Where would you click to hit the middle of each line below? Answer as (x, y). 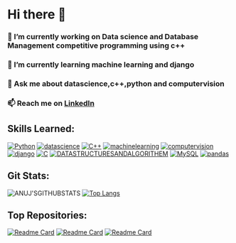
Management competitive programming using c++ (96, 45)
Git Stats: (28, 176)
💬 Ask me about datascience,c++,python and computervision (116, 83)
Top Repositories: (47, 215)
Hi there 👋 (37, 15)
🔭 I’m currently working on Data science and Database (103, 37)
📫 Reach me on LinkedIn (51, 103)
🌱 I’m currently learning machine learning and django (101, 65)
